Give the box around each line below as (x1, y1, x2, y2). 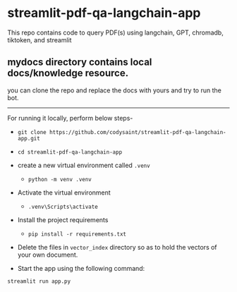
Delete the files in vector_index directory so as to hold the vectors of (17, 243, 217, 251)
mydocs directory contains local (7, 56, 152, 68)
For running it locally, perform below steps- (7, 114, 133, 122)
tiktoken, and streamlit (7, 35, 72, 44)
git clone (17, 128, 47, 135)
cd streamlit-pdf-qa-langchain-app (17, 148, 123, 156)
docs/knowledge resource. (7, 67, 129, 79)
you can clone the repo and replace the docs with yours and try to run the (7, 86, 222, 95)
